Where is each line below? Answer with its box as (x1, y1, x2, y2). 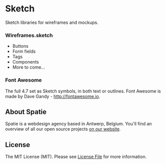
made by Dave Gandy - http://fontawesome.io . (5, 93, 100, 99)
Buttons (12, 43, 29, 49)
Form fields (12, 48, 36, 55)
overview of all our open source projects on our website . (5, 126, 121, 132)
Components (12, 59, 39, 65)
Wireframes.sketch (5, 32, 53, 39)
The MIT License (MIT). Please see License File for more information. (5, 154, 147, 160)
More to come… (12, 64, 45, 70)
